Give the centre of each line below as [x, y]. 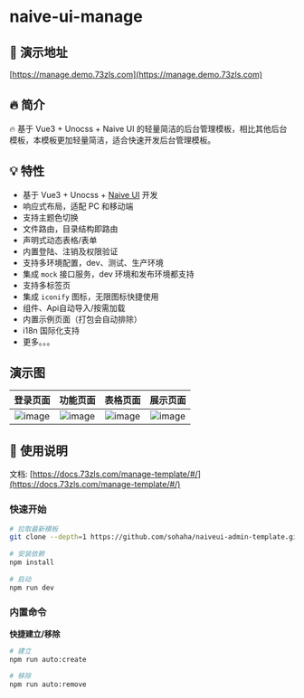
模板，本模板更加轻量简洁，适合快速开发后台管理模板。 [112, 140]
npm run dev [32, 588]
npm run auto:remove [48, 684]
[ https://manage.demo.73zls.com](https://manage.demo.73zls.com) [136, 75]
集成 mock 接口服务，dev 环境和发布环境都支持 [108, 274]
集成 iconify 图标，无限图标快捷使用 [90, 297]
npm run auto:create [48, 659]
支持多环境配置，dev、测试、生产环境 [93, 262]
